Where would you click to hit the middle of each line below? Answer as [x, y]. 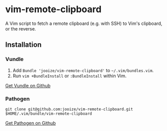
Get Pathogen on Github [31, 123]
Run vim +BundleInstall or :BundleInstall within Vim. [69, 76]
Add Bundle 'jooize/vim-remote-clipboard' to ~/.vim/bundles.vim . [83, 70]
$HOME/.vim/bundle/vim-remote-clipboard [49, 113]
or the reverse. [21, 28]
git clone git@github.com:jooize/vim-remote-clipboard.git [69, 109]
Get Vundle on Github [28, 85]
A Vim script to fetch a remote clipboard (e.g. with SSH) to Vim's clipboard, [84, 23]
